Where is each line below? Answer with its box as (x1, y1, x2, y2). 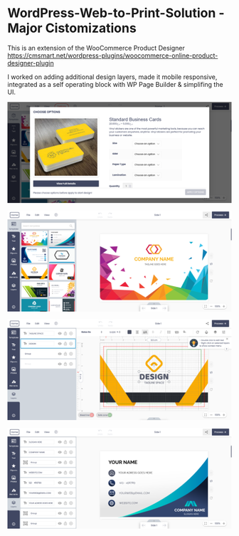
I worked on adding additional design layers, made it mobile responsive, (7, 73, 218, 81)
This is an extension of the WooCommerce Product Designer (7, 43, 185, 52)
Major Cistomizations (7, 20, 137, 36)
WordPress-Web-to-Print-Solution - (7, 5, 225, 21)
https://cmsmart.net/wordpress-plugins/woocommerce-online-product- (7, 51, 218, 60)
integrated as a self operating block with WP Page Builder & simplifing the (7, 80, 223, 88)
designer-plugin (7, 58, 55, 67)
